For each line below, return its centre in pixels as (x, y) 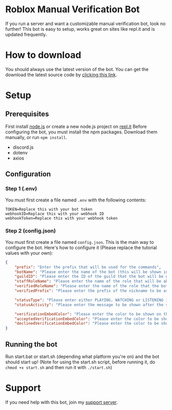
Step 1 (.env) (21, 189)
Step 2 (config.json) (31, 231)
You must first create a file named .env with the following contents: (76, 200)
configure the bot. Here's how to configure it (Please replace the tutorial (81, 247)
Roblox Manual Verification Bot (72, 9)
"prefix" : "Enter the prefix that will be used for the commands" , (88, 267)
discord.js (23, 147)
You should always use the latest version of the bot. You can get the (77, 69)
